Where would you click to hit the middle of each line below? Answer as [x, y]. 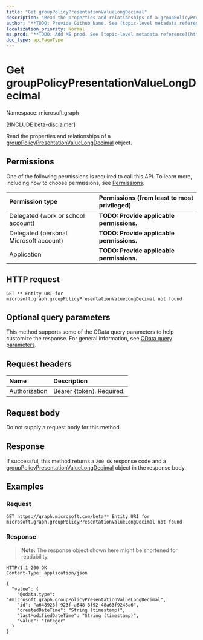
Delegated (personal [38, 233]
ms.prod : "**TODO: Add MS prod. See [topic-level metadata [82, 35]
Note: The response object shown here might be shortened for [99, 550]
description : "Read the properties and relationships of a [82, 18]
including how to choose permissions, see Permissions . [76, 183]
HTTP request [33, 280]
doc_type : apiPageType [35, 40]
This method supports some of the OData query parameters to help [90, 332]
